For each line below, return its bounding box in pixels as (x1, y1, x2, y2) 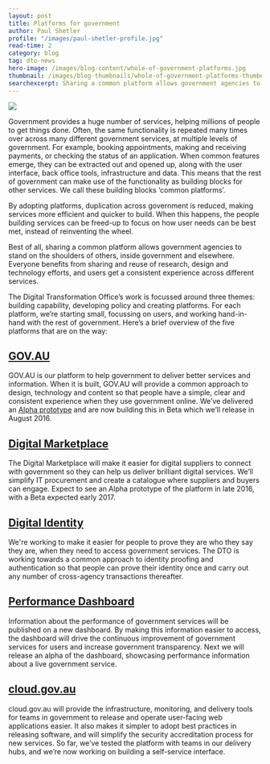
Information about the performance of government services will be (8, 616, 229, 625)
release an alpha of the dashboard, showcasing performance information (8, 650, 251, 660)
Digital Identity (8, 516, 84, 529)
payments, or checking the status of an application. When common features (8, 151, 260, 160)
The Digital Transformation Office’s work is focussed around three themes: (8, 292, 256, 301)
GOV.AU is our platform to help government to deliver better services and (8, 371, 251, 380)
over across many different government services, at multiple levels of (8, 134, 238, 143)
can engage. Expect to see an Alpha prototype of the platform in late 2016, (8, 484, 255, 494)
